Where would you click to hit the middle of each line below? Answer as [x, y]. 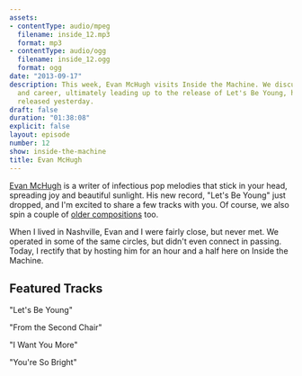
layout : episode [40, 135]
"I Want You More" [44, 345]
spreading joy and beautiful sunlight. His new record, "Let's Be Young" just [147, 195]
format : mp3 [40, 43]
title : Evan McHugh [46, 160]
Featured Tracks [56, 288]
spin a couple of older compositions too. [84, 214]
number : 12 [30, 143]
